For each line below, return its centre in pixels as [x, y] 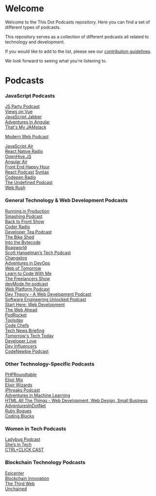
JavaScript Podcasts [30, 96]
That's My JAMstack [26, 127]
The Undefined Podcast [29, 183]
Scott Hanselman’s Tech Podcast [38, 253]
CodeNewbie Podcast [27, 351]
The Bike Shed [20, 237]
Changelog [16, 258]
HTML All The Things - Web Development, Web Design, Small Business [76, 401]
